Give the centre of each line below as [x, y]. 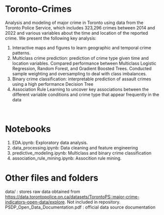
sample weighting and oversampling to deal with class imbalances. [79, 73]
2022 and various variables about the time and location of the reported [77, 33]
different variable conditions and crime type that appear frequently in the [86, 95]
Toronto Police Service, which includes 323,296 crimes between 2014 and [80, 27]
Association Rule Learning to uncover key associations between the [81, 89]
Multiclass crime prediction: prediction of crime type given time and [81, 58]
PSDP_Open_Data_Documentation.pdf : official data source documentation [80, 207]
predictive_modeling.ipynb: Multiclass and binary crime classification [82, 153]
